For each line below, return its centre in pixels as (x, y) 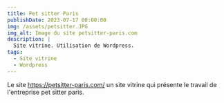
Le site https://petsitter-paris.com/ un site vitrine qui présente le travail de (112, 84)
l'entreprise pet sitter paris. (46, 92)
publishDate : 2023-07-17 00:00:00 (57, 20)
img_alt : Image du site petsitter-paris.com (72, 33)
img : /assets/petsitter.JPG (48, 26)
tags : (15, 53)
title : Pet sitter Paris (43, 13)
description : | (29, 39)
